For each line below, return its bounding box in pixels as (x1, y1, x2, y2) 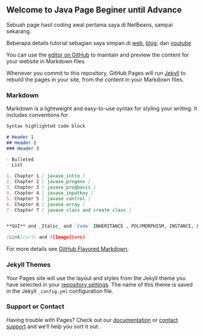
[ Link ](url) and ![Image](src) (6, 234, 86, 240)
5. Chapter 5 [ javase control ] (6, 195, 91, 201)
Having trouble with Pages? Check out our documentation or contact (6, 316, 178, 323)
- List (6, 162, 23, 168)
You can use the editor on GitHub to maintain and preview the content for (6, 51, 189, 58)
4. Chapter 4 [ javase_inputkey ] (6, 190, 94, 196)
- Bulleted (6, 156, 34, 163)
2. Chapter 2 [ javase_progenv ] (6, 179, 91, 185)
